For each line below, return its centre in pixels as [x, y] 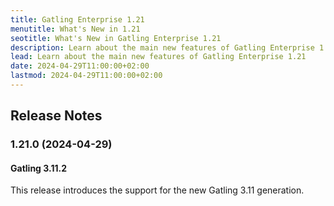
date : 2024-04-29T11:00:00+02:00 [80, 66]
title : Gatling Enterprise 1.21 [77, 19]
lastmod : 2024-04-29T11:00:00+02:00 [86, 76]
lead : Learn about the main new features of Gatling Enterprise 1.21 [158, 57]
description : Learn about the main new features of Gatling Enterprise [162, 47]
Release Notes [56, 116]
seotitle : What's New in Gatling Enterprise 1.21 [116, 38]
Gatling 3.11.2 [38, 168]
